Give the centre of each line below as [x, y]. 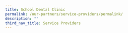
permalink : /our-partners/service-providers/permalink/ [64, 14]
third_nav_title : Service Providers [43, 23]
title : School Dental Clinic [35, 9]
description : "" [22, 18]
